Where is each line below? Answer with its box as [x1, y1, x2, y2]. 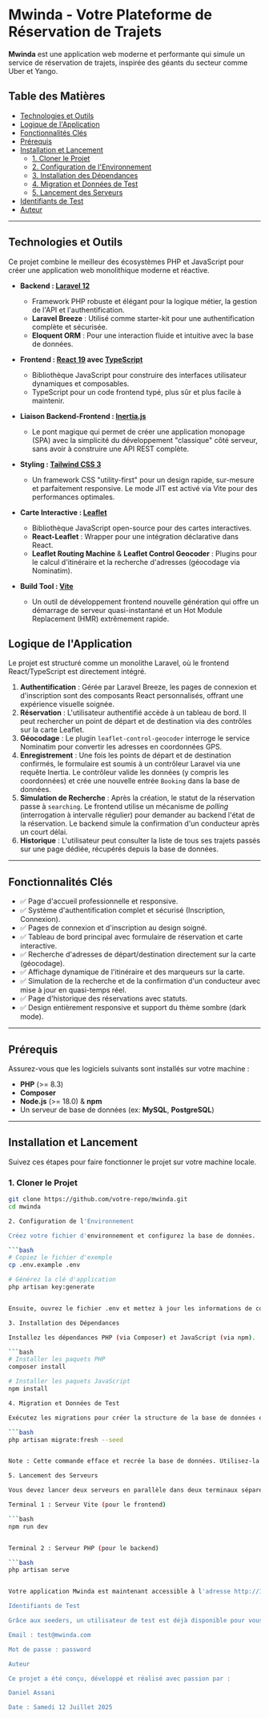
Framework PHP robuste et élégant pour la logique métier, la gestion [31, 296, 258, 306]
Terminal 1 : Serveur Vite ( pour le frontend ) [8, 1501, 167, 1509]
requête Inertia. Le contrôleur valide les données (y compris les [19, 768, 230, 778]
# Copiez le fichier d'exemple [8, 1253, 113, 1261]
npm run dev [8, 1522, 48, 1530]
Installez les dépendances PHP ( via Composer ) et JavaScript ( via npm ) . [8, 1334, 256, 1342]
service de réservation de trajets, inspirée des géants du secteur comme [8, 58, 248, 67]
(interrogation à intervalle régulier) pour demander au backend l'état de [19, 810, 255, 820]
